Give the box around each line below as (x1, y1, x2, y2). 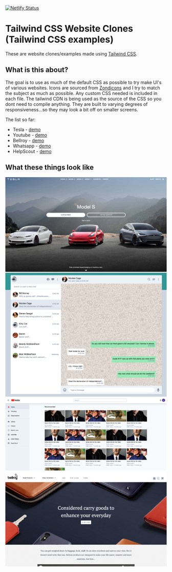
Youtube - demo (12, 131, 48, 138)
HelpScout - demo (12, 148, 52, 154)
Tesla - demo (12, 126, 41, 132)
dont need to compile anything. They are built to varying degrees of (5, 101, 148, 107)
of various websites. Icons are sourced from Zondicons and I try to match (5, 85, 160, 91)
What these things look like (5, 163, 94, 172)
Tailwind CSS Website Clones (5, 23, 133, 34)
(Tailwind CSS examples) (5, 34, 114, 46)
